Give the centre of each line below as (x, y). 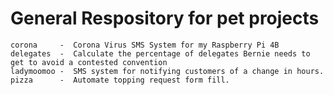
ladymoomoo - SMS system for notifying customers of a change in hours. (167, 71)
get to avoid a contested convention (89, 62)
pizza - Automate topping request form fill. (120, 80)
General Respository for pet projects (165, 18)
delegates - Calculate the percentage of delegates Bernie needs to (160, 53)
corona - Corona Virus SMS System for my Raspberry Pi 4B (145, 45)
